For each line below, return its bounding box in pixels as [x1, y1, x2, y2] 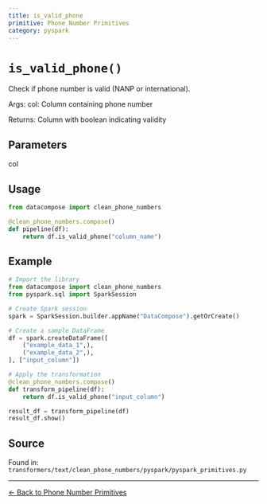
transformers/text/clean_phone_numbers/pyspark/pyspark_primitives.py [8, 467, 247, 475]
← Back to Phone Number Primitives [8, 487, 127, 498]
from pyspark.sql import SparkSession [8, 291, 137, 299]
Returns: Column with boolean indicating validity [8, 115, 167, 124]
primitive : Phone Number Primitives [8, 19, 130, 27]
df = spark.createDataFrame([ [8, 334, 109, 342]
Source [8, 436, 45, 450]
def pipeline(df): [8, 225, 69, 233]
